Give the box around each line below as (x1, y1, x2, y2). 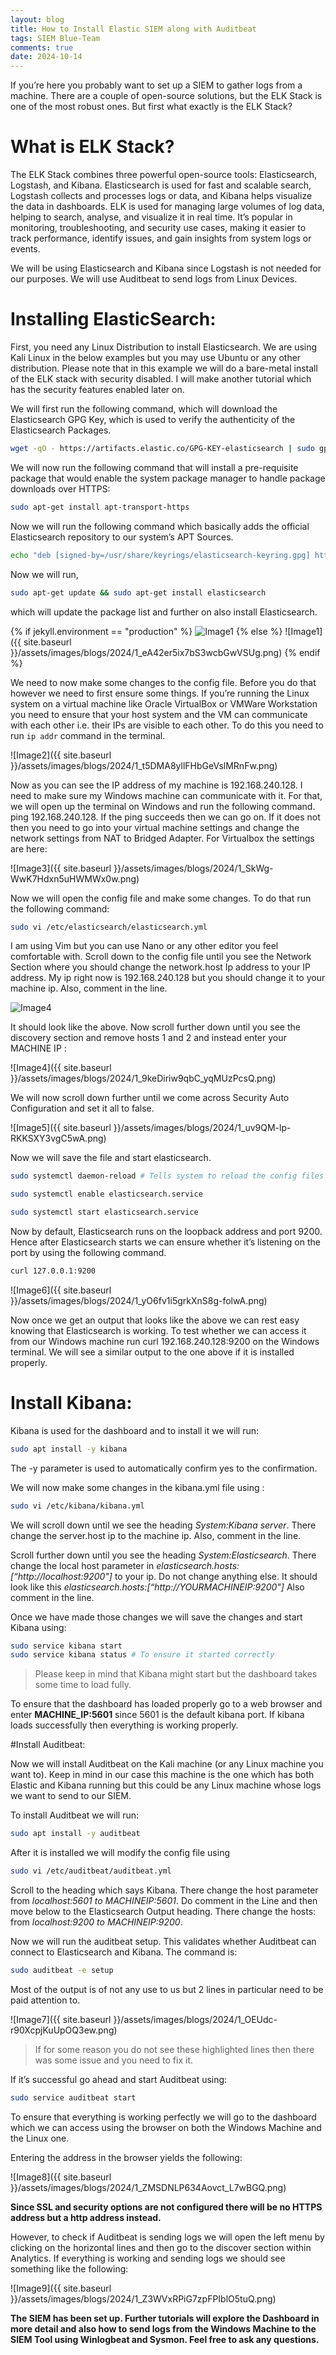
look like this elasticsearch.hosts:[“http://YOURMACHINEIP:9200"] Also (10, 1581, 305, 1593)
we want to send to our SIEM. (10, 1790, 132, 1802)
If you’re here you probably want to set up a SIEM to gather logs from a (10, 79, 303, 91)
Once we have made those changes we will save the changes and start (10, 1611, 303, 1623)
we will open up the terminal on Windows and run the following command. (10, 800, 316, 812)
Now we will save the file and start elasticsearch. (10, 1152, 212, 1164)
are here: (10, 842, 48, 855)
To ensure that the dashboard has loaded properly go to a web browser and (10, 1698, 323, 1710)
